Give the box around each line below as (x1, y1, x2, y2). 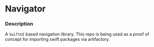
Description (5, 21, 33, 27)
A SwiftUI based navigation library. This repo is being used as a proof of (5, 31, 149, 37)
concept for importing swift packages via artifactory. (5, 36, 110, 42)
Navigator (5, 3, 46, 14)
